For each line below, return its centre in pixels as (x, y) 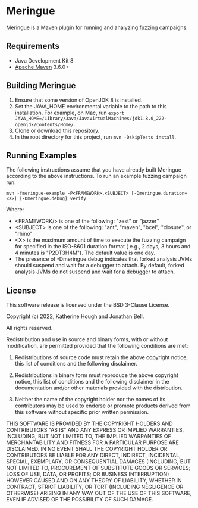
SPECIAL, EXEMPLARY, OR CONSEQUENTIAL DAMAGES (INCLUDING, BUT (99, 462)
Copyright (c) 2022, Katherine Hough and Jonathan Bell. (75, 316)
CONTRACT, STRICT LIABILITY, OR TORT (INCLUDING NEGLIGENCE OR (95, 487)
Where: (15, 210)
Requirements (33, 46)
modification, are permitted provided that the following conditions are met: (97, 346)
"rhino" (23, 234)
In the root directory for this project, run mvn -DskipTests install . (95, 137)
